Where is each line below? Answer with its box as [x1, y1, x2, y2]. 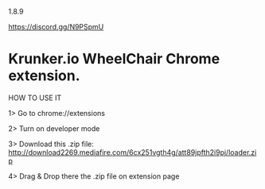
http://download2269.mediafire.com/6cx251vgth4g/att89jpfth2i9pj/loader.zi [8, 147, 257, 157]
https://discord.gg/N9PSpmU [8, 22, 104, 31]
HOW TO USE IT [8, 93, 62, 102]
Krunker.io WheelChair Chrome [8, 50, 220, 68]
